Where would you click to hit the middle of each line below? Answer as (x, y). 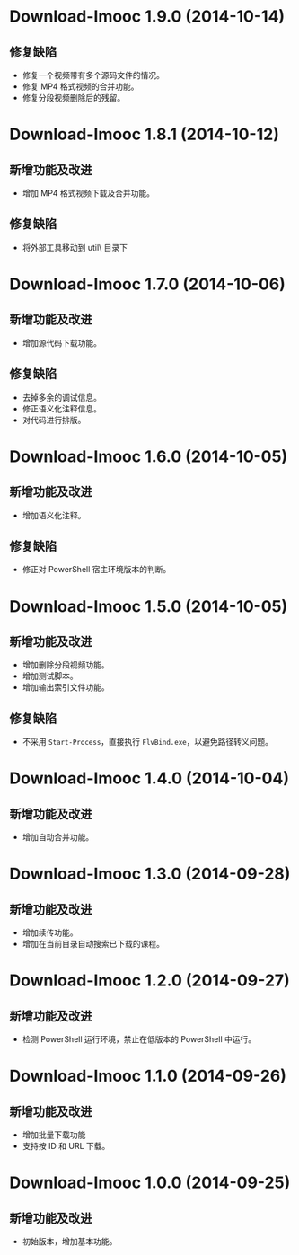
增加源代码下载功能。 (62, 342)
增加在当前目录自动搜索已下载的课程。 (93, 944)
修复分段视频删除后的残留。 (74, 97)
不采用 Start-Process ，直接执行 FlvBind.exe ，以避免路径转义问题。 (148, 742)
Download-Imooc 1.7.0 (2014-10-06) (147, 284)
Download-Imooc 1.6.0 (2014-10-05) (149, 456)
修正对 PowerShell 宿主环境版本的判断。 (97, 570)
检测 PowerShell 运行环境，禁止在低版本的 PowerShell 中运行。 (139, 1039)
